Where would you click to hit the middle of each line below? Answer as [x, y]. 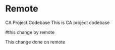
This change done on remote [35, 42]
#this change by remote [30, 32]
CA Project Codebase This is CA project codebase [57, 22]
